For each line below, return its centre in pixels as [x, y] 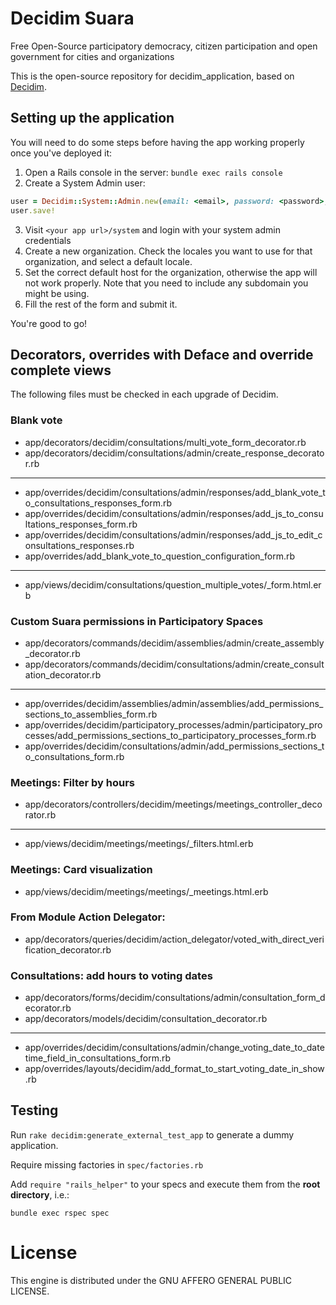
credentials [48, 240]
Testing [34, 1110]
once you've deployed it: [61, 153]
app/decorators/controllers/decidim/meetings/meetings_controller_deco [173, 804]
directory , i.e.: [40, 1194]
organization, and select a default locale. [108, 261]
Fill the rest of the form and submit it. [101, 304]
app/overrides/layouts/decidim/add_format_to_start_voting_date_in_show [174, 1069]
